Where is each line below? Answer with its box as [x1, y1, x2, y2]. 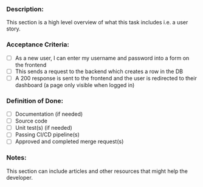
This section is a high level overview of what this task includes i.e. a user [6, 19, 188, 26]
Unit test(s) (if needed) [15, 124, 73, 132]
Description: [6, 5, 44, 13]
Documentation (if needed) [15, 110, 83, 118]
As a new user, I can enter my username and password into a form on [15, 54, 190, 62]
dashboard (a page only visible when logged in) [15, 81, 135, 88]
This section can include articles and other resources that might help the [6, 167, 188, 175]
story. [6, 25, 21, 32]
